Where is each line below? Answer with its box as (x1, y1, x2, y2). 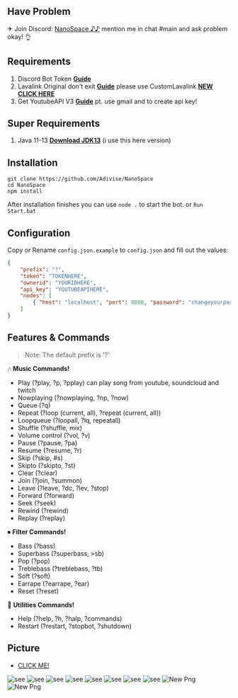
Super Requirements (7, 118, 101, 130)
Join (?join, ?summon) (17, 476, 83, 484)
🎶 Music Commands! (7, 364, 70, 372)
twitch (17, 386, 37, 394)
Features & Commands (7, 332, 110, 344)
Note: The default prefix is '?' (24, 350, 110, 359)
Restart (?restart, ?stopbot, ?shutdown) (17, 622, 132, 630)
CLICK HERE (17, 89, 55, 98)
